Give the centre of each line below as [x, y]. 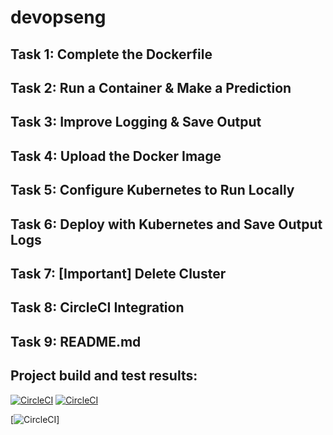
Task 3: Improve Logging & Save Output [136, 122]
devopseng [58, 17]
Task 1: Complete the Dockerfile [111, 54]
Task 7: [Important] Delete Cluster [118, 273]
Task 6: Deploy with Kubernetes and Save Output [166, 224]
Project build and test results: [104, 376]
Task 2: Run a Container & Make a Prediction [151, 87]
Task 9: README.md [76, 341]
